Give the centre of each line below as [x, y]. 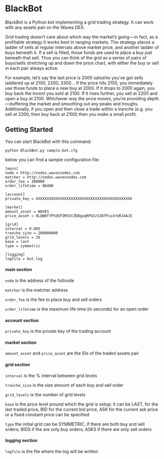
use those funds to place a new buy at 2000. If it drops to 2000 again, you [80, 88]
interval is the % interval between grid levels [51, 376]
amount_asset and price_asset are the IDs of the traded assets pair [72, 353]
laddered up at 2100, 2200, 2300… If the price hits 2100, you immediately [79, 83]
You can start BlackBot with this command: [48, 141]
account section [22, 320]
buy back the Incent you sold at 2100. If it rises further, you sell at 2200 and [81, 93]
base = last [17, 242]
